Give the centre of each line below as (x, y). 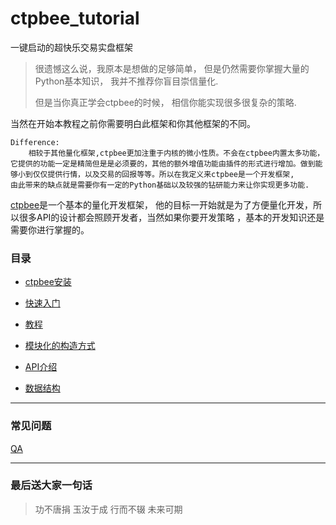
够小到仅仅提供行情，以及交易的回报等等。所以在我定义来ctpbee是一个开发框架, (152, 174)
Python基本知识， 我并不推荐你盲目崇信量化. (126, 81)
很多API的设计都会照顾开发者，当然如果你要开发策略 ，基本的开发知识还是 (171, 217)
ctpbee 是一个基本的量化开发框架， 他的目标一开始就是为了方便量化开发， (161, 204)
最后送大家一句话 (51, 485)
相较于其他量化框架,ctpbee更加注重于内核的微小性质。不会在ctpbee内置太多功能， (176, 153)
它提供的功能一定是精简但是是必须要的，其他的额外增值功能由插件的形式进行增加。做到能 (166, 163)
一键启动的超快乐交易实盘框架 (71, 47)
